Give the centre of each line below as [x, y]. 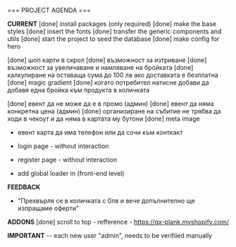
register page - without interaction [67, 159]
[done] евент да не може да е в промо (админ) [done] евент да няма [111, 104]
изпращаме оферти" [48, 208]
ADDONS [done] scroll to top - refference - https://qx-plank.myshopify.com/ [118, 222]
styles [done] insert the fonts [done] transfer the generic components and [114, 31]
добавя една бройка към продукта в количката [79, 90]
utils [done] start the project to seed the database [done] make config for [113, 39]
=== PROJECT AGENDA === [49, 10]
